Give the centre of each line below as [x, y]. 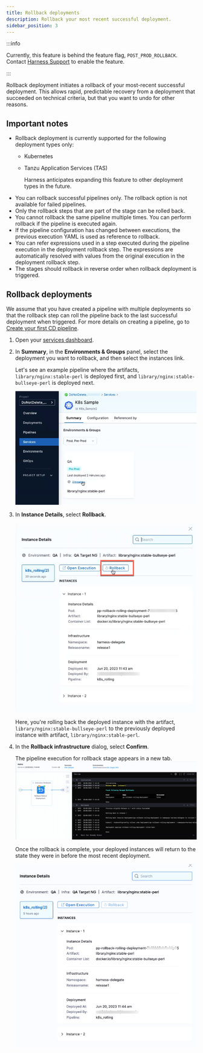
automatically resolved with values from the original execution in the [100, 256]
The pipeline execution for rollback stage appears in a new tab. [93, 759]
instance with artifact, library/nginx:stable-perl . [77, 735]
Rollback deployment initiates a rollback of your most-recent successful [96, 85]
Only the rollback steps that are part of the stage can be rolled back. [100, 211]
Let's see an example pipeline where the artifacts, [77, 370]
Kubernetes [38, 156]
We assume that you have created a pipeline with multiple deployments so [99, 309]
